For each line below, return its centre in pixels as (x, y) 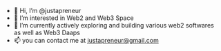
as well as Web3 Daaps (47, 32)
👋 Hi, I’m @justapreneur (47, 11)
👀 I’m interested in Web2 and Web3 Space (74, 18)
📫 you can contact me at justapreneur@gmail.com (86, 40)
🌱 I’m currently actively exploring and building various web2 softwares (114, 25)
